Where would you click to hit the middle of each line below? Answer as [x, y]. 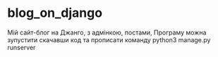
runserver [22, 47]
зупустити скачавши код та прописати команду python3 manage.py [109, 39]
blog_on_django [55, 13]
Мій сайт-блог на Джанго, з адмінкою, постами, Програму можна [107, 32]
